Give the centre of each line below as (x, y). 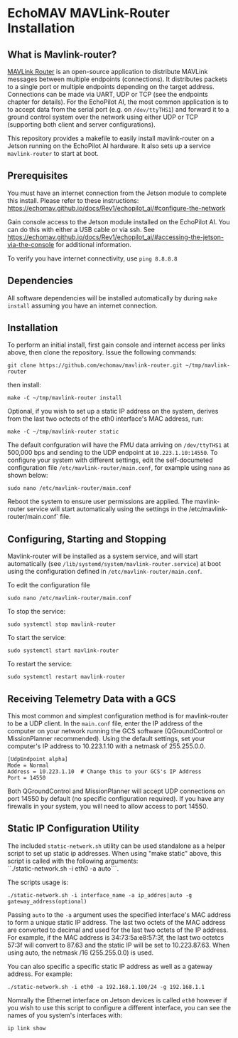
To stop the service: (37, 612)
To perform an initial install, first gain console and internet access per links (116, 345)
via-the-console (31, 244)
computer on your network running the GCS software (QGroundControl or (115, 731)
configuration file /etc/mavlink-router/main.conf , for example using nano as (119, 468)
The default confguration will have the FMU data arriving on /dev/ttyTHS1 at (118, 445)
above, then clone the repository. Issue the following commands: (102, 352)
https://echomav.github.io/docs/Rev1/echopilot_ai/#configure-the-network (117, 208)
